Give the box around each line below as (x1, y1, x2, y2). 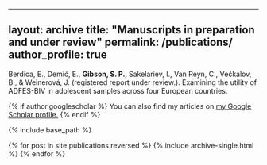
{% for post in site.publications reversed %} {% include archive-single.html (8, 140, 254, 150)
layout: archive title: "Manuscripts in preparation (8, 23, 256, 36)
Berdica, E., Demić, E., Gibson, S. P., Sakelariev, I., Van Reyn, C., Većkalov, (8, 69, 252, 79)
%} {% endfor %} (8, 148, 66, 159)
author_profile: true (8, 48, 107, 62)
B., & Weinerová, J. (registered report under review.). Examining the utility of (8, 77, 257, 87)
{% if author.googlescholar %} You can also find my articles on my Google (8, 101, 252, 111)
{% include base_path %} (8, 125, 92, 135)
